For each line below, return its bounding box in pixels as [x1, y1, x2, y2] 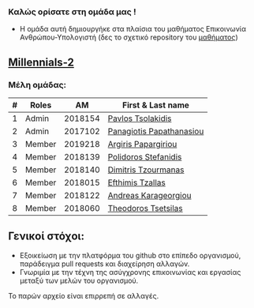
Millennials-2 [8, 55, 75, 69]
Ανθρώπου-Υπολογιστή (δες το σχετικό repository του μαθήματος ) [19, 32, 238, 42]
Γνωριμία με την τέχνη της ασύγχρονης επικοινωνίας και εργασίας [19, 267, 241, 276]
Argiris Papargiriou [107, 138, 177, 149]
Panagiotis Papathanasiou [107, 126, 204, 137]
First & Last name [121, 100, 189, 111]
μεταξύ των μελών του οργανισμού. [19, 276, 139, 285]
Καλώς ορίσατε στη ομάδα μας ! [8, 6, 136, 17]
